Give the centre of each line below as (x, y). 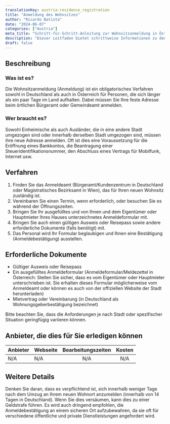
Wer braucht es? (26, 118)
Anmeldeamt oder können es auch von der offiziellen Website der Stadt (87, 288)
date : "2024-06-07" (26, 24)
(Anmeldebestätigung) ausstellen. (48, 239)
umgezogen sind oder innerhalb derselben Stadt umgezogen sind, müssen (83, 135)
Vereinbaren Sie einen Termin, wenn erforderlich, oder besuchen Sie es (87, 201)
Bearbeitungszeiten (87, 350)
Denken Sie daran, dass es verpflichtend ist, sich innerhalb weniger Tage (81, 388)
